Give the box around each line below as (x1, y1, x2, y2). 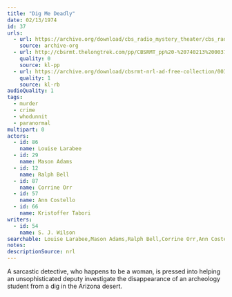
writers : (7, 216, 32, 223)
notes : (7, 242, 26, 249)
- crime (13, 107, 36, 114)
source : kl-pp (19, 62, 60, 69)
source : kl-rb (19, 81, 60, 88)
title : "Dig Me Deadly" (7, 10, 76, 17)
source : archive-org (19, 42, 79, 49)
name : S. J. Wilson (19, 229, 76, 236)
